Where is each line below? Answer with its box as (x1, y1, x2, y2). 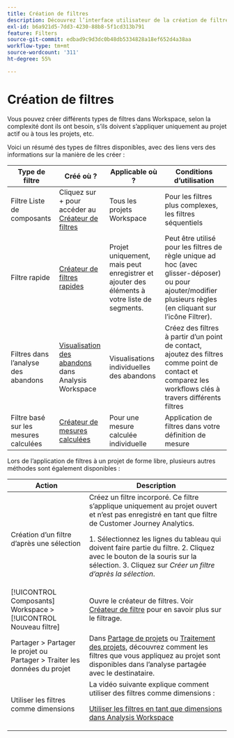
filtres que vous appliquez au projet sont (88, 650, 221, 660)
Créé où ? (64, 171, 97, 181)
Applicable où (110, 166, 158, 176)
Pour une (109, 412, 139, 422)
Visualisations (109, 353, 155, 363)
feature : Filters (7, 29, 58, 37)
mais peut (109, 259, 141, 269)
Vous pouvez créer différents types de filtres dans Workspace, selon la (7, 114, 211, 123)
